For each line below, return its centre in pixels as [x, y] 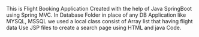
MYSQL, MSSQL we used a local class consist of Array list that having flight [99, 21]
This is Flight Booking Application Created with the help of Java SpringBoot [99, 9]
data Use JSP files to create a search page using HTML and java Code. [94, 27]
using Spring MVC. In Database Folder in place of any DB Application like [96, 15]
